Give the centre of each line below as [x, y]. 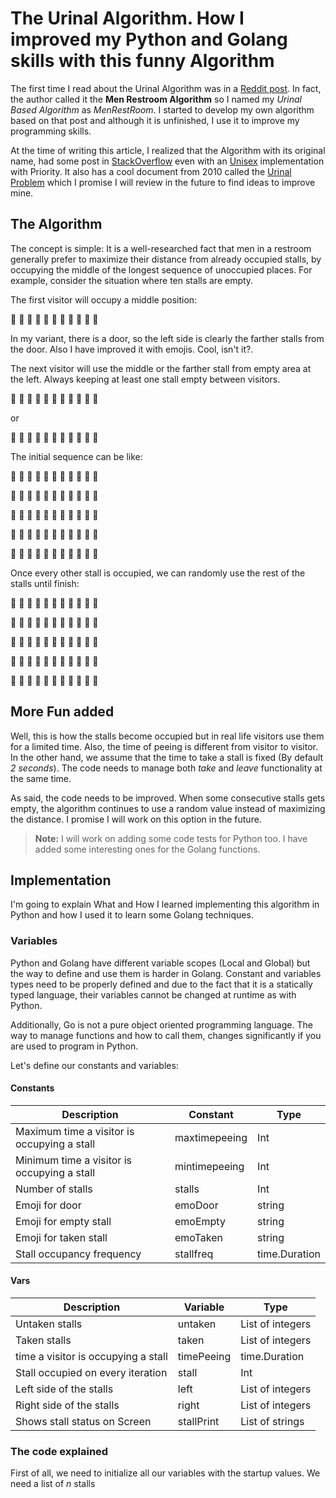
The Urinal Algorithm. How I [127, 18]
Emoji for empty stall [63, 1221]
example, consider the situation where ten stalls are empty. [132, 280]
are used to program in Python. [74, 1046]
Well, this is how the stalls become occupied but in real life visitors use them [167, 736]
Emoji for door [48, 1205]
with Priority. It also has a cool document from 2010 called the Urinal [151, 171]
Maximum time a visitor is [75, 1131]
